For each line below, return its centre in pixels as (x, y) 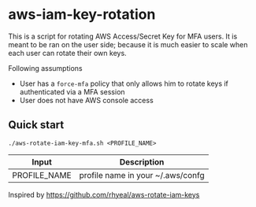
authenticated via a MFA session (72, 91)
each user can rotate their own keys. (68, 53)
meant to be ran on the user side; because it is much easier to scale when (128, 44)
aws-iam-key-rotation (82, 15)
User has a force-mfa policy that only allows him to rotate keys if (124, 83)
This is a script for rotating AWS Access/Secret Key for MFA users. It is (123, 36)
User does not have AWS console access (86, 100)
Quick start (36, 125)
